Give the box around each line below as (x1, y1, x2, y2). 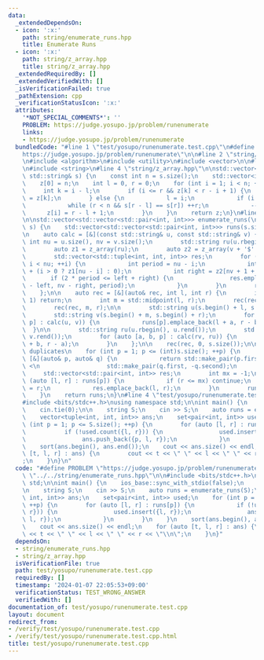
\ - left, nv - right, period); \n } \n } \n (22, 282, 226, 290)
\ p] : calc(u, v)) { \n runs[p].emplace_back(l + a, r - (22, 318, 251, 326)
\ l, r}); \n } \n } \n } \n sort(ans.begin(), (22, 515, 251, 523)
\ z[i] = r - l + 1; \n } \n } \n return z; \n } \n (22, 209, 241, 217)
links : (22, 128, 44, 136)
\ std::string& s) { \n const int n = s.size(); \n (22, 172, 199, 181)
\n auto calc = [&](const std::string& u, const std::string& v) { (22, 231, 258, 239)
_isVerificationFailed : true (15, 84, 111, 93)
